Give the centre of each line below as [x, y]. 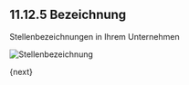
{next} [21, 71]
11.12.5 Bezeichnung [68, 15]
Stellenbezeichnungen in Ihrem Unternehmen [94, 36]
